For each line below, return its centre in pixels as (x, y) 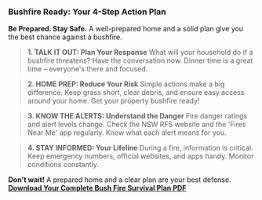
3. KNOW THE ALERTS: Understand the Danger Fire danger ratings (137, 116)
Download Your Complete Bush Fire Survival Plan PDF (97, 188)
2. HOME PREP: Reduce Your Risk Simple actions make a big (126, 84)
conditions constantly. (63, 165)
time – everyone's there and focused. (87, 69)
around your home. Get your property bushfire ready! (113, 101)
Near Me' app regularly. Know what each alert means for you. (127, 133)
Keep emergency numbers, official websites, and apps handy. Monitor (140, 156)
